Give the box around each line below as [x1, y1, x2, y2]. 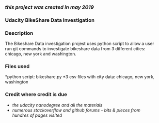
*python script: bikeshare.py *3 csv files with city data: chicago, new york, [5, 74, 155, 80]
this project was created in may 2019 [5, 4, 94, 11]
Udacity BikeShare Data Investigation [5, 16, 95, 23]
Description [5, 29, 33, 36]
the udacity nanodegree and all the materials [12, 102, 103, 108]
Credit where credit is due [5, 91, 67, 98]
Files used [5, 63, 30, 70]
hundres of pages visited [12, 112, 62, 118]
